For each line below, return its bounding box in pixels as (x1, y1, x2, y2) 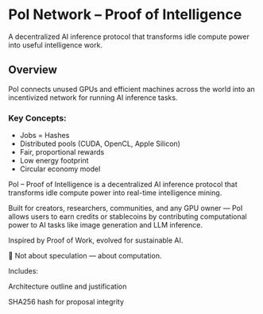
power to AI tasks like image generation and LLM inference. (8, 220, 203, 230)
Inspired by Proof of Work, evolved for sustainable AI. (8, 235, 184, 245)
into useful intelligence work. (8, 40, 103, 49)
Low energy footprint (19, 156, 89, 166)
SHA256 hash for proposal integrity (8, 297, 125, 307)
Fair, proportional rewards (19, 147, 105, 157)
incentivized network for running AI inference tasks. (8, 93, 178, 102)
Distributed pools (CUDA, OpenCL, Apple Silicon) (19, 139, 181, 148)
